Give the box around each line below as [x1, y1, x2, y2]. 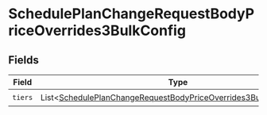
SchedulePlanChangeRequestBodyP [8, 5, 255, 23]
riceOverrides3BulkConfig [8, 21, 187, 40]
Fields [8, 53, 40, 67]
